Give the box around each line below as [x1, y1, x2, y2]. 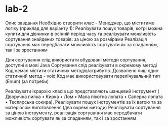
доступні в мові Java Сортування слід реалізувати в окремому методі [5, 62, 157, 68]
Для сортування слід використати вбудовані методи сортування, [5, 56, 147, 62]
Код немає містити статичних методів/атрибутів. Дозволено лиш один [5, 67, 158, 74]
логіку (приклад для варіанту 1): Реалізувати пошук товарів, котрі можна [5, 25, 163, 31]
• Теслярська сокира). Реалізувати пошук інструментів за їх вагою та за [5, 99, 162, 105]
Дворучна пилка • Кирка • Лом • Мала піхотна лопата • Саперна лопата [5, 93, 163, 100]
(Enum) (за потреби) [5, 78, 49, 84]
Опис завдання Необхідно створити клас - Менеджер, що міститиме [5, 20, 155, 26]
